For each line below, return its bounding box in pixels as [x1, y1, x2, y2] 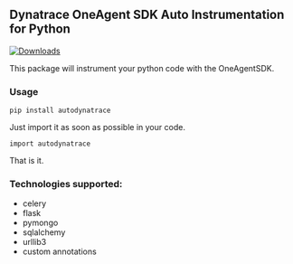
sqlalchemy [22, 227, 66, 238]
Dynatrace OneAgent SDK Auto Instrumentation [9, 7, 285, 23]
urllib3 [22, 237, 47, 248]
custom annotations [22, 246, 97, 257]
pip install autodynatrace [9, 106, 111, 116]
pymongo [22, 217, 59, 229]
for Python [9, 22, 71, 37]
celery [22, 198, 47, 209]
